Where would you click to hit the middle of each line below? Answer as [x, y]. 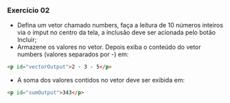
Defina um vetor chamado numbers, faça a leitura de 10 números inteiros [120, 25]
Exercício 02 [28, 10]
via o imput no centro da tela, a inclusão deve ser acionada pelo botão [116, 32]
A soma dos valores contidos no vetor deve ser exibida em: [101, 80]
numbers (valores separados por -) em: [73, 54]
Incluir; [27, 40]
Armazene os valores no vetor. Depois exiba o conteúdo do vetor [109, 47]
